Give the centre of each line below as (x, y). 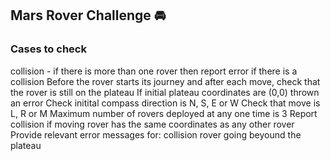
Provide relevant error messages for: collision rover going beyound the (156, 134)
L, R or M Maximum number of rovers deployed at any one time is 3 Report (164, 113)
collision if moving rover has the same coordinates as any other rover (152, 124)
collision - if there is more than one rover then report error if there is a (154, 71)
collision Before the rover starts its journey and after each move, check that (165, 81)
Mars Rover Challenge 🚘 (88, 15)
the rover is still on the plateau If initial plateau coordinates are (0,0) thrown (165, 92)
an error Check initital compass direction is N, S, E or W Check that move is (165, 103)
